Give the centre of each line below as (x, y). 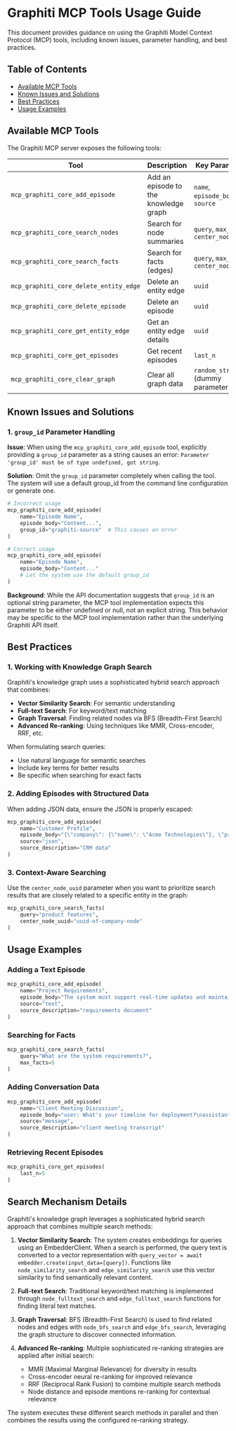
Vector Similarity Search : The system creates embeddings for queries (120, 1240)
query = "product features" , (59, 915)
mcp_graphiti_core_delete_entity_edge (76, 286)
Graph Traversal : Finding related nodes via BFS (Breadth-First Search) (120, 718)
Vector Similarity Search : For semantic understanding (96, 704)
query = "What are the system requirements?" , (86, 1056)
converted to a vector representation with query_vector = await (110, 1255)
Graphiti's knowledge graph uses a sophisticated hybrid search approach (113, 682)
